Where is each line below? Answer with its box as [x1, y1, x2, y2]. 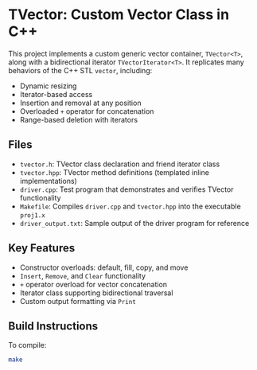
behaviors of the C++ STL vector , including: [8, 65, 153, 75]
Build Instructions [8, 319, 99, 333]
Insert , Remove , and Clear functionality [19, 271, 146, 280]
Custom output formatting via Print [19, 296, 137, 306]
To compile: [8, 341, 47, 350]
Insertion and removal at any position [19, 98, 142, 107]
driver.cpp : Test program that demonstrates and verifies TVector [19, 185, 234, 194]
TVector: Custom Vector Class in [8, 6, 229, 24]
